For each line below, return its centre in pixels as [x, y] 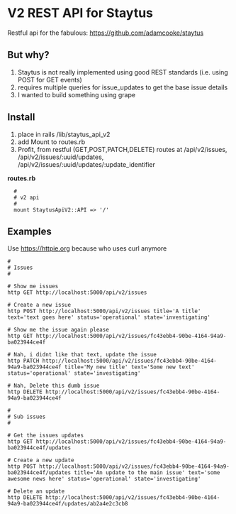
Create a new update [44, 460]
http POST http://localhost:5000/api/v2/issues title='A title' [104, 311]
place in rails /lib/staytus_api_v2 [64, 134]
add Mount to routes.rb [51, 142]
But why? [28, 55]
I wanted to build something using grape [77, 94]
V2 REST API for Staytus [80, 13]
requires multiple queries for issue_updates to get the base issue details [123, 87]
